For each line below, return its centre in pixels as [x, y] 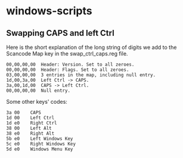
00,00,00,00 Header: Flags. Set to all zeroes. [68, 70]
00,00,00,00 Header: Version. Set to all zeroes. [70, 64]
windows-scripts [49, 11]
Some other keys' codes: [37, 102]
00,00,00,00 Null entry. [38, 91]
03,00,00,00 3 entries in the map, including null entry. [81, 75]
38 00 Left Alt [29, 128]
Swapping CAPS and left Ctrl [60, 33]
